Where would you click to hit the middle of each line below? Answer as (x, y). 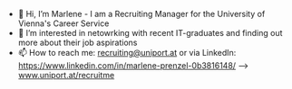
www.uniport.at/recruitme (66, 75)
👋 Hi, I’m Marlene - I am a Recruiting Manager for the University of (141, 14)
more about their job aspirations (78, 42)
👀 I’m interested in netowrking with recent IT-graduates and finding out (150, 33)
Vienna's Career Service (63, 23)
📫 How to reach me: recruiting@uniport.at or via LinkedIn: (127, 53)
